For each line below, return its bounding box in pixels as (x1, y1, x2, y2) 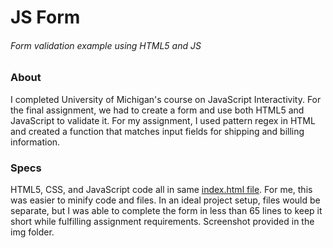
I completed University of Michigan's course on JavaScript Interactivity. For (10, 93, 322, 105)
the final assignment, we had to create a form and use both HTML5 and (10, 104, 305, 116)
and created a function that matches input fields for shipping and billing (10, 125, 305, 137)
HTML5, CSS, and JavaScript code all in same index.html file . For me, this (10, 184, 313, 196)
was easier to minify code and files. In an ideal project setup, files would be (10, 194, 321, 206)
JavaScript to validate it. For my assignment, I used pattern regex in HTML (10, 114, 316, 126)
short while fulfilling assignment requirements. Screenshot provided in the (10, 216, 315, 228)
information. (10, 136, 61, 148)
